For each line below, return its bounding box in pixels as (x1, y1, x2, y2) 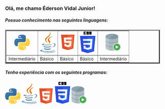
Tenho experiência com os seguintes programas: (5, 69, 108, 75)
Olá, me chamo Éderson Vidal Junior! (5, 5, 96, 12)
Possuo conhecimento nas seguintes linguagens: (5, 17, 109, 23)
